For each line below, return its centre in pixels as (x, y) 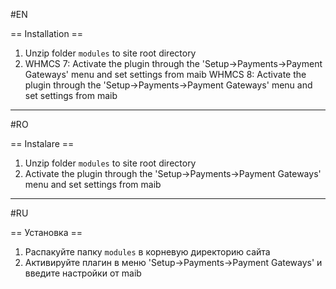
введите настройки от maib (83, 273)
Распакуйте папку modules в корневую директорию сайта (147, 252)
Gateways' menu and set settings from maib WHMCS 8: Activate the (165, 74)
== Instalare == (42, 143)
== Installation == (47, 33)
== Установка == (46, 232)
